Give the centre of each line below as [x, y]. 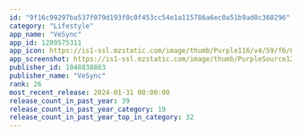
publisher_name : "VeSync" [57, 76]
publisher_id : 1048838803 [57, 68]
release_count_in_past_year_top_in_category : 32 [102, 117]
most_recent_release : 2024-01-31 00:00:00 [90, 92]
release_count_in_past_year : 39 [69, 101]
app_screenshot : [39, 59]
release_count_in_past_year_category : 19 [88, 109]
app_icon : [28, 51]
